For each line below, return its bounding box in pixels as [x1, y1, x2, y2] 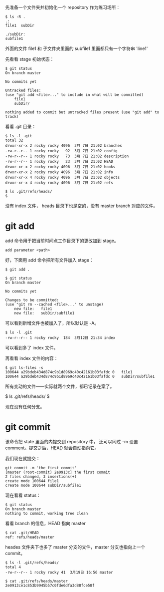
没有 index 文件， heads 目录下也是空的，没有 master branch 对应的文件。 [5, 203, 158, 209]
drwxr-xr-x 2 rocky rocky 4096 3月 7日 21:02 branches [5, 143, 122, 148]
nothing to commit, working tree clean [5, 511, 88, 516]
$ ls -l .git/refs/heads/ [5, 560, 59, 565]
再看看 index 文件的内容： [5, 355, 58, 361]
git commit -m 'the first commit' [5, 465, 77, 470]
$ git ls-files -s [5, 365, 43, 370]
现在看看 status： [5, 492, 41, 498]
